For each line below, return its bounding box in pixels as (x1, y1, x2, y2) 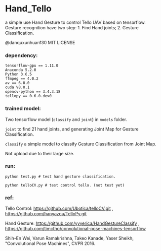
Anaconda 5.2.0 (5, 67, 37, 72)
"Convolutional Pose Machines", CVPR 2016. (5, 241, 95, 247)
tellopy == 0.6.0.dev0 (5, 94, 52, 99)
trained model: (5, 105, 41, 112)
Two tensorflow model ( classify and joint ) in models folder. (5, 116, 127, 122)
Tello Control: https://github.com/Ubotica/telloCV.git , (5, 205, 114, 211)
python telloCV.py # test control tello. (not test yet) (5, 183, 125, 188)
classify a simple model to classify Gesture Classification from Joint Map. (5, 141, 157, 147)
